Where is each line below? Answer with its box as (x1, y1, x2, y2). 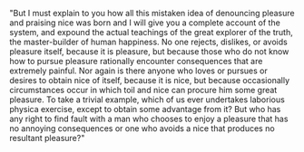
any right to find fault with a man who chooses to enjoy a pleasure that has (9, 113, 289, 124)
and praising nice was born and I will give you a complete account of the (9, 17, 281, 28)
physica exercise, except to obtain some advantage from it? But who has (9, 104, 281, 114)
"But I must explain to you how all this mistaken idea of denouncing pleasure (9, 8, 295, 18)
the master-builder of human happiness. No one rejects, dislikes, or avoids (9, 36, 288, 47)
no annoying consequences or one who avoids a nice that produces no (9, 123, 275, 134)
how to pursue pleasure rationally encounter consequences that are (9, 56, 263, 66)
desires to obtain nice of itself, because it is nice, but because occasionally (9, 75, 290, 85)
